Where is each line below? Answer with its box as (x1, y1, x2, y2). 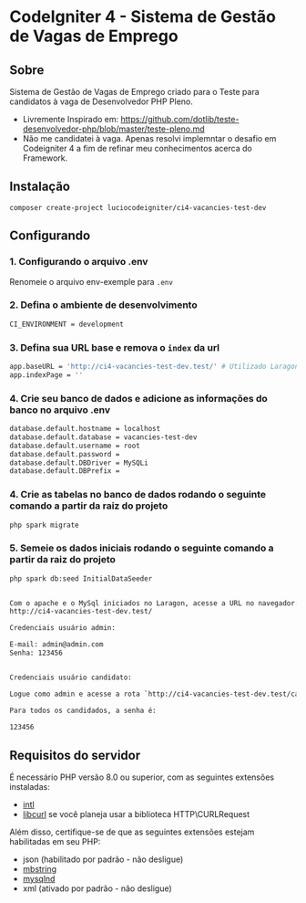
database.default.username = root (9, 441, 141, 450)
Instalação (9, 179, 71, 194)
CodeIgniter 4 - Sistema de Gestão (9, 6, 276, 27)
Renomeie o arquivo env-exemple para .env (9, 276, 173, 287)
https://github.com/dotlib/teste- (120, 114, 240, 124)
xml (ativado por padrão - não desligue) (22, 883, 173, 894)
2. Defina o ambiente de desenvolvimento (9, 299, 198, 311)
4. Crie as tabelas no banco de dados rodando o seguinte (9, 488, 267, 501)
